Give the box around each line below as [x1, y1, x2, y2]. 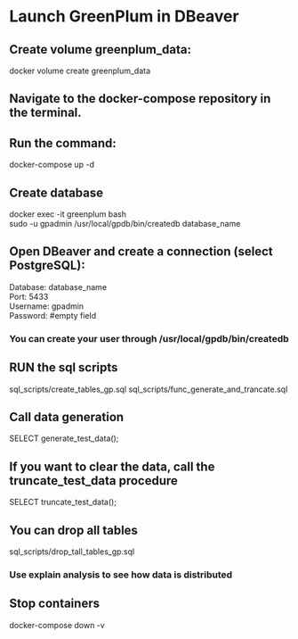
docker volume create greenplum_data [9, 65, 151, 76]
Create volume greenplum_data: [9, 42, 191, 57]
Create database [9, 185, 104, 200]
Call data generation [9, 409, 125, 425]
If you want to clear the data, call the [9, 459, 215, 474]
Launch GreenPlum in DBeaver [9, 6, 239, 27]
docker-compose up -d [9, 159, 95, 170]
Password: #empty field [9, 310, 96, 320]
